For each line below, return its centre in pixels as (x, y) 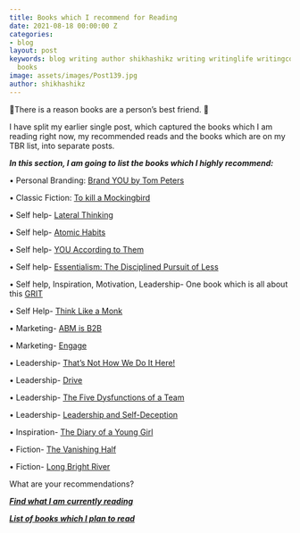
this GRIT (26, 293)
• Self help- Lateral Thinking (62, 214)
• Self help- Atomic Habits (58, 232)
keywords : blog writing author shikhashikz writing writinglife (131, 59)
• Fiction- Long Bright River (60, 466)
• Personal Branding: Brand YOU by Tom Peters (97, 180)
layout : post (33, 51)
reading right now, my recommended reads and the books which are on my (147, 136)
